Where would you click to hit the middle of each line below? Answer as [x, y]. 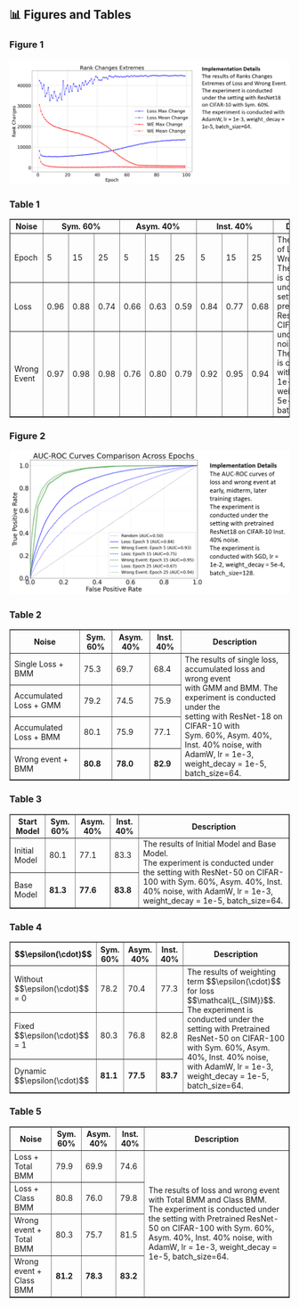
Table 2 [25, 615]
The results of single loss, [231, 659]
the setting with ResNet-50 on [199, 872]
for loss [201, 991]
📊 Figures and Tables [70, 15]
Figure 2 [28, 437]
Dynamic [31, 1071]
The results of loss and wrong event [214, 1190]
